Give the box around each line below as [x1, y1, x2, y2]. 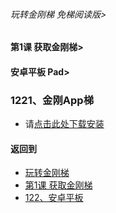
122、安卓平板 [24, 192, 84, 204]
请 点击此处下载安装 [24, 118, 105, 130]
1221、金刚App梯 [10, 93, 94, 107]
